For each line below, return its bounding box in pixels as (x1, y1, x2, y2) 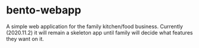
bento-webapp (6, 4, 81, 17)
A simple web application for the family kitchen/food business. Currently (6, 23, 183, 30)
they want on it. (6, 35, 45, 42)
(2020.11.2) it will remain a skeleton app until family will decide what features (6, 29, 193, 36)
